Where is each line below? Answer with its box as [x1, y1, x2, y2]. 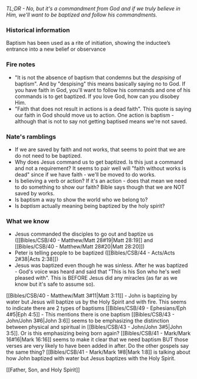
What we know [6, 217, 50, 225]
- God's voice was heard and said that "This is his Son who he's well [14, 268, 181, 275]
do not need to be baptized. [14, 152, 82, 159]
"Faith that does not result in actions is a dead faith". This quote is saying [14, 105, 192, 112]
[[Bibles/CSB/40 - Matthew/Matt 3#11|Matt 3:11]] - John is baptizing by [6, 292, 178, 299]
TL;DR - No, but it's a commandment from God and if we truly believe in [6, 5, 181, 12]
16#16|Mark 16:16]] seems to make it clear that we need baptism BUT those [6, 336, 188, 343]
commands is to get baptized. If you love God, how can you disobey [14, 93, 179, 100]
